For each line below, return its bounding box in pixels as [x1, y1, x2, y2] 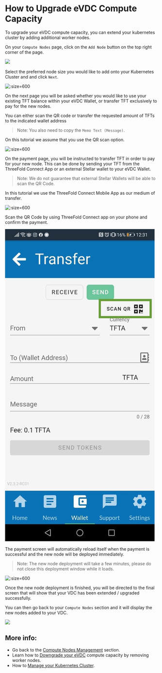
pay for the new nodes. [5, 103, 51, 109]
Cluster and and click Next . [5, 74, 59, 79]
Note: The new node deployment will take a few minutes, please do [16, 560, 151, 566]
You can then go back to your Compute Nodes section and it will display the [5, 604, 152, 610]
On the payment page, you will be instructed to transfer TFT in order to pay [5, 156, 155, 161]
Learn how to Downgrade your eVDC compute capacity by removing [12, 652, 149, 658]
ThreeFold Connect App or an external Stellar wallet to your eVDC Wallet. [5, 166, 151, 172]
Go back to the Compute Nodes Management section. [12, 647, 120, 653]
